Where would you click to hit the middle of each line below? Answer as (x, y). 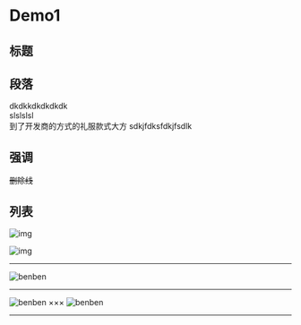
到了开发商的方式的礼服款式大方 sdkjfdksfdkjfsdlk (101, 126)
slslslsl (21, 115)
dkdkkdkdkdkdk (39, 106)
